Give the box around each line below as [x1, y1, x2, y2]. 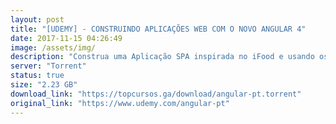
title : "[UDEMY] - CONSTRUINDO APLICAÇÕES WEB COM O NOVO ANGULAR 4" [10, 24, 307, 34]
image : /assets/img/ [10, 42, 97, 53]
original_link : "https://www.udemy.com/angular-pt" [10, 98, 230, 108]
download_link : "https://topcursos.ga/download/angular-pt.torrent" [10, 89, 302, 99]
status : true [10, 71, 65, 81]
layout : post [10, 14, 65, 25]
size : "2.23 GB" [10, 80, 78, 90]
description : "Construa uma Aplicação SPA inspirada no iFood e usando [10, 52, 315, 62]
